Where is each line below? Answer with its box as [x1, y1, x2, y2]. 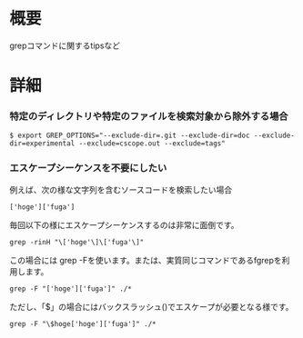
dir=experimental [9, 139, 76, 148]
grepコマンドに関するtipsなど [9, 40, 121, 51]
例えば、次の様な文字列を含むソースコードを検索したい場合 [9, 184, 233, 195]
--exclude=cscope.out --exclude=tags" [78, 139, 226, 148]
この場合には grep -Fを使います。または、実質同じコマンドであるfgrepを [9, 254, 282, 265]
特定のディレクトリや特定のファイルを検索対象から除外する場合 [9, 110, 288, 123]
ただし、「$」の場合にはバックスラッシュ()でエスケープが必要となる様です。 [9, 301, 294, 312]
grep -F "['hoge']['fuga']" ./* [9, 283, 132, 293]
